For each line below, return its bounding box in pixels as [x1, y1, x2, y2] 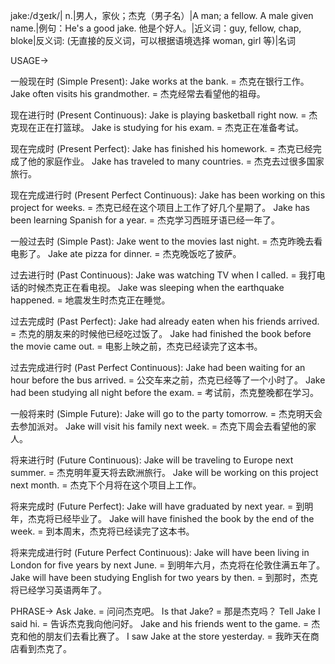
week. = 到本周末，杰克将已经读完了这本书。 [10, 525, 195, 537]
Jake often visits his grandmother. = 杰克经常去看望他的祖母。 [10, 88, 266, 99]
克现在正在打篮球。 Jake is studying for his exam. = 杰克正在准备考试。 [10, 122, 305, 133]
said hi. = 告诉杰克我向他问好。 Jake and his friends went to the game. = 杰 [10, 618, 321, 629]
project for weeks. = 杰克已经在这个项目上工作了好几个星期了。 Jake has [10, 202, 311, 213]
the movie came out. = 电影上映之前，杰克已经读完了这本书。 [10, 340, 263, 352]
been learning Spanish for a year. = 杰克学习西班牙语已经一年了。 [10, 214, 280, 226]
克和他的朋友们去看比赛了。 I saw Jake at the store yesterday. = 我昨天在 [10, 630, 311, 642]
